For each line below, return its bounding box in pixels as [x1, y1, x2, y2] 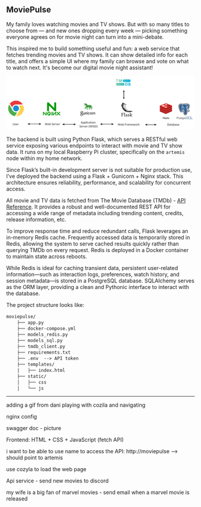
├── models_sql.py [17, 337, 63, 344]
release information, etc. [6, 216, 66, 223]
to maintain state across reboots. [6, 253, 87, 260]
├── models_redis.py [17, 331, 68, 338]
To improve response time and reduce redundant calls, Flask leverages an [6, 228, 188, 235]
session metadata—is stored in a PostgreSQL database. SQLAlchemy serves [6, 277, 194, 284]
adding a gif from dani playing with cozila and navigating [6, 401, 145, 408]
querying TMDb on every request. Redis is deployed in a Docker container [6, 247, 189, 254]
